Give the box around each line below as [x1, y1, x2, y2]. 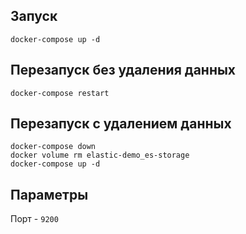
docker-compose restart [10, 88, 110, 98]
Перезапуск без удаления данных [10, 62, 237, 79]
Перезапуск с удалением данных [10, 115, 232, 133]
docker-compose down [10, 142, 97, 152]
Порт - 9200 [10, 213, 59, 225]
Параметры [10, 186, 89, 203]
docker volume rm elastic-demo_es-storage [10, 150, 190, 161]
